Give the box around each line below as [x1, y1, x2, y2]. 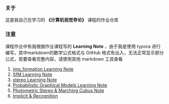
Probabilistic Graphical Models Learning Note [12, 82, 107, 88]
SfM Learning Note [12, 71, 53, 77]
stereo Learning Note [12, 77, 57, 83]
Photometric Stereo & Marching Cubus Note [12, 87, 105, 93]
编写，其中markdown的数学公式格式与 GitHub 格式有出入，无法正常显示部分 [5, 49, 164, 56]
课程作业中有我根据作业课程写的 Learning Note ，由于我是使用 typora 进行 [5, 43, 161, 49]
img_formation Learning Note [12, 66, 74, 72]
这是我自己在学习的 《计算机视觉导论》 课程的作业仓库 [5, 17, 119, 23]
